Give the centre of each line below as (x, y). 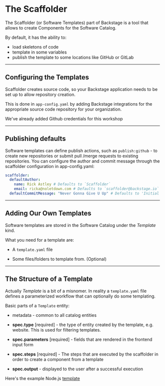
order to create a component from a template (58, 359)
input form (23, 344)
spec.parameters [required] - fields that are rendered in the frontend (82, 339)
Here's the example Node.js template (42, 378)
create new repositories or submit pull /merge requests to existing (72, 156)
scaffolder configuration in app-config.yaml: (50, 166)
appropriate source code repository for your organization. (63, 109)
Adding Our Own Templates (48, 213)
